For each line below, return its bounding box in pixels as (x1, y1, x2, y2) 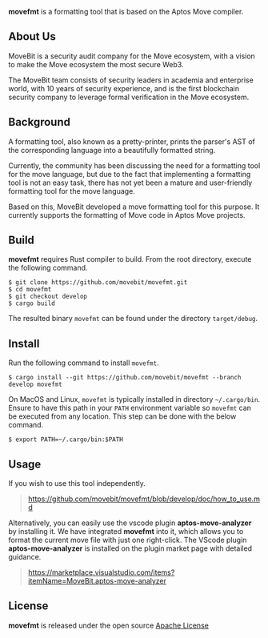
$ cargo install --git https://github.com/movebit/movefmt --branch (8, 374, 242, 382)
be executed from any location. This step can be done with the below (8, 411, 237, 421)
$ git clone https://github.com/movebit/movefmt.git (8, 279, 188, 287)
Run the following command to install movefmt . (8, 358, 159, 367)
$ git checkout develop (8, 292, 88, 301)
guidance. (8, 552, 42, 562)
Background (8, 115, 70, 129)
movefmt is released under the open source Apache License (8, 620, 210, 630)
